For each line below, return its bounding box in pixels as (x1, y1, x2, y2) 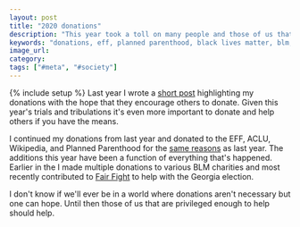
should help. (9, 207, 55, 218)
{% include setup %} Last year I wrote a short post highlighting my (9, 87, 254, 98)
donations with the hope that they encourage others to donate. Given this (9, 97, 279, 107)
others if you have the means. (9, 115, 119, 126)
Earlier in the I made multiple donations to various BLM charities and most (9, 162, 280, 172)
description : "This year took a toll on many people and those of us (9, 29, 274, 38)
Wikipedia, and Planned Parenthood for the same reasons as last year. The (9, 142, 284, 153)
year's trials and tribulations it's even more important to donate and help (9, 106, 275, 117)
